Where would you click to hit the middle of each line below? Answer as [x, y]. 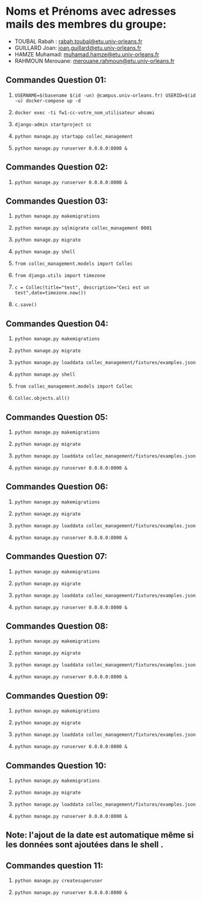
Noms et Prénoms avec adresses [91, 11]
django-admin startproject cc [53, 124]
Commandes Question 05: [57, 417]
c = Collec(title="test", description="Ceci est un [82, 288]
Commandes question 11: [54, 866]
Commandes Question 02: [57, 167]
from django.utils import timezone [60, 276]
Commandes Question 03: [57, 201]
